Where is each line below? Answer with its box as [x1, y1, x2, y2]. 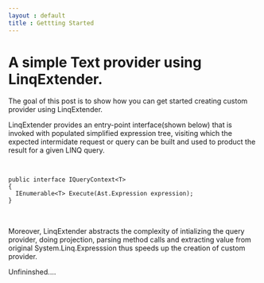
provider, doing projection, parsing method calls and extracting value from [8, 235, 252, 245]
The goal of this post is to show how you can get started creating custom [8, 96, 248, 106]
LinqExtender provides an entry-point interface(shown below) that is [8, 120, 232, 130]
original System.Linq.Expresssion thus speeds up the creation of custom [8, 243, 246, 253]
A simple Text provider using [8, 53, 202, 72]
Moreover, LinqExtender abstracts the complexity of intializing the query [8, 227, 245, 236]
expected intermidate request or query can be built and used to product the [8, 137, 256, 147]
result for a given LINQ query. [8, 145, 105, 155]
